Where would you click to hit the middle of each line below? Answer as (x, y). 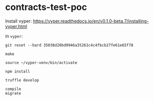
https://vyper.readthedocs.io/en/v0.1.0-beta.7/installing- (91, 21)
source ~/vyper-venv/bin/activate (41, 62)
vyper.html (16, 26)
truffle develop (22, 80)
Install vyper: (19, 21)
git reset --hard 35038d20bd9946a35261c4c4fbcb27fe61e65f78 (69, 45)
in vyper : (14, 36)
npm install (18, 71)
